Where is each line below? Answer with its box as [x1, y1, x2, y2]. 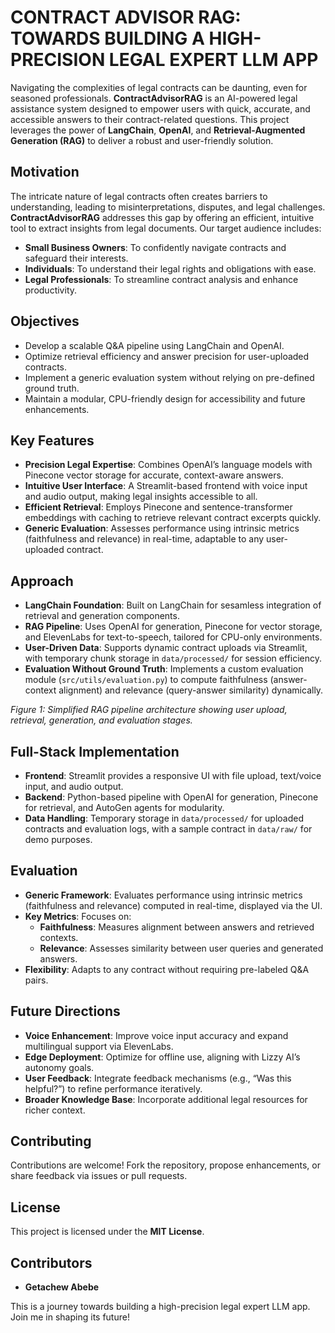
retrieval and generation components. [24, 610, 180, 622]
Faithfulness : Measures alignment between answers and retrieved [39, 921, 315, 933]
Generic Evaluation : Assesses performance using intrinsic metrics [24, 522, 300, 535]
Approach [10, 572, 74, 590]
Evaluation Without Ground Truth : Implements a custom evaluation [24, 663, 304, 675]
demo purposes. [24, 834, 93, 845]
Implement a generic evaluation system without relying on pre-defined [24, 371, 315, 383]
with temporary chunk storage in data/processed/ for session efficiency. [24, 652, 323, 665]
